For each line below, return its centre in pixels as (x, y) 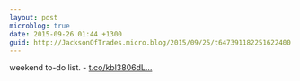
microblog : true (40, 26)
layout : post (34, 17)
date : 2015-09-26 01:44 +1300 (66, 34)
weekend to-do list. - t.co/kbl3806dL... (81, 68)
